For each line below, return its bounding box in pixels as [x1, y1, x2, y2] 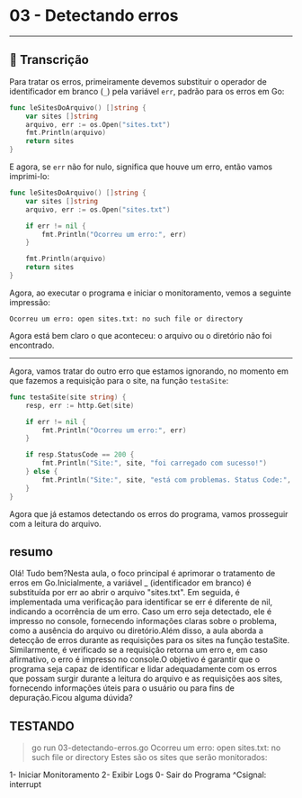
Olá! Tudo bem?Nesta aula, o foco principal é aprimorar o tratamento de [9, 568, 276, 579]
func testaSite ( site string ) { [9, 393, 127, 402]
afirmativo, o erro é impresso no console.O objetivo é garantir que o [9, 654, 261, 665]
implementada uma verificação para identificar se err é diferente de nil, [9, 596, 273, 608]
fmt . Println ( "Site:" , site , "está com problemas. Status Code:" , [41, 475, 292, 485]
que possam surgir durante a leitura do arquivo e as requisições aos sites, [9, 673, 283, 685]
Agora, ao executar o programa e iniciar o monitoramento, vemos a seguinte [9, 287, 292, 298]
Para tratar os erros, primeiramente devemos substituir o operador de [9, 76, 267, 86]
